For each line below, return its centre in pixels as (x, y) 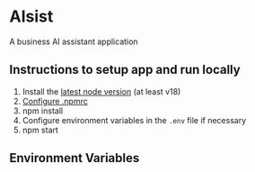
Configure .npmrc (55, 101)
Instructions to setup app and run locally (125, 70)
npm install (43, 111)
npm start (40, 130)
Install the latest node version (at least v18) (101, 91)
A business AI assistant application (74, 41)
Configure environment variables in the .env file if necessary (134, 120)
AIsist (31, 17)
